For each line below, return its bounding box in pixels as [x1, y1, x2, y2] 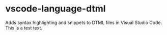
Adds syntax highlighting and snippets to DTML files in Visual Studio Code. [5, 19, 162, 25]
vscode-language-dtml [5, 3, 106, 14]
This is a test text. [5, 24, 42, 30]
